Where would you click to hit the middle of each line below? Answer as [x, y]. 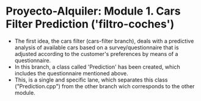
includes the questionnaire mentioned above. [71, 73]
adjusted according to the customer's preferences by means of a [96, 54]
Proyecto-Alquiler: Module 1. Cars [93, 11]
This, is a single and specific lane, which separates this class [91, 80]
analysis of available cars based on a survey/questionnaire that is [97, 47]
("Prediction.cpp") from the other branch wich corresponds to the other [104, 86]
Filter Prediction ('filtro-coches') [90, 24]
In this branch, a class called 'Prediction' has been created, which [97, 67]
